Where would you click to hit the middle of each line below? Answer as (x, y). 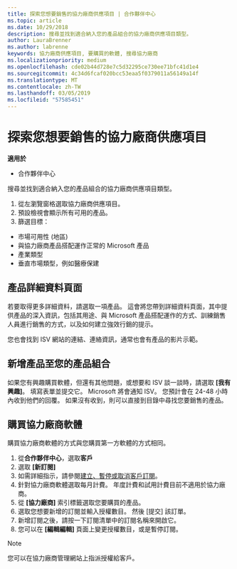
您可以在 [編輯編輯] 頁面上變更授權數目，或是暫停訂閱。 (100, 529)
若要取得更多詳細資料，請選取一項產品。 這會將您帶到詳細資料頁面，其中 (114, 306)
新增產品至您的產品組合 (59, 364)
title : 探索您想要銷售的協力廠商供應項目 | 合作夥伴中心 (82, 14)
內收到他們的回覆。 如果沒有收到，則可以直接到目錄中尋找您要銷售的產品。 (117, 400)
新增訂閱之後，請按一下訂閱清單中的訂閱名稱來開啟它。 (99, 521)
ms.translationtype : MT (43, 80)
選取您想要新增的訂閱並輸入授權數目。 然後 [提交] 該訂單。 (104, 511)
